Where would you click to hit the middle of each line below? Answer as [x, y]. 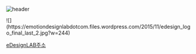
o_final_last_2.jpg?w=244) [38, 33]
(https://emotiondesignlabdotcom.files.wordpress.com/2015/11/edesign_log [99, 27]
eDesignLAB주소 [26, 45]
